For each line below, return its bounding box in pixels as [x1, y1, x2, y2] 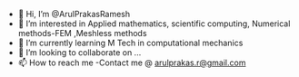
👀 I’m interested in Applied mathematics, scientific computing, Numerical [17, 18, 291, 29]
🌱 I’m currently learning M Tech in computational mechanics [17, 37, 244, 48]
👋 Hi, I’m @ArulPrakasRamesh [17, 9, 131, 19]
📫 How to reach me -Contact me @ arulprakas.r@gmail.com [17, 57, 246, 68]
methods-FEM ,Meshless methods [17, 28, 147, 38]
